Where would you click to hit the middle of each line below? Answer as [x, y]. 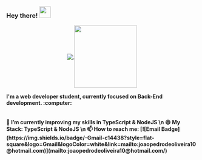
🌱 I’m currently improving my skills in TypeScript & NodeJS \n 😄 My [93, 122]
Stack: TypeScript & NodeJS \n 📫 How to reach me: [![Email [83, 129]
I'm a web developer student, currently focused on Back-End [84, 96]
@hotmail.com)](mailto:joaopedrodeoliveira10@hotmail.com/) [87, 151]
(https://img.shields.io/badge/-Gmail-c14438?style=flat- [80, 138]
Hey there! [22, 15]
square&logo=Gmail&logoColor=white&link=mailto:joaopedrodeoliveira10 [101, 144]
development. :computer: [39, 103]
